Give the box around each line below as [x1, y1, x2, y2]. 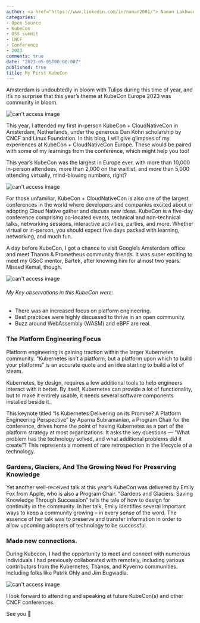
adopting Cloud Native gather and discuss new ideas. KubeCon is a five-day [6, 207, 193, 215]
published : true [6, 64, 46, 70]
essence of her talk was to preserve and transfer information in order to [6, 515, 182, 523]
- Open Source [6, 20, 42, 26]
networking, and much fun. [6, 233, 73, 240]
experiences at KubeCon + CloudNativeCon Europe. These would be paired [6, 141, 192, 148]
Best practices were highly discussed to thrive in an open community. [14, 314, 186, 321]
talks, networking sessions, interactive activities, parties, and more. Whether [6, 220, 194, 228]
